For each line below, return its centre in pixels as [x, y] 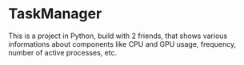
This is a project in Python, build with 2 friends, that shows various [118, 36]
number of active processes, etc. [63, 52]
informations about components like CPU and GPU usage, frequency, [122, 44]
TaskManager [55, 14]
